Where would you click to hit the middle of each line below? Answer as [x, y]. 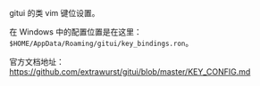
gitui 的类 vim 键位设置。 [55, 13]
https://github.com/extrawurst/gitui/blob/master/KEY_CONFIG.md [130, 72]
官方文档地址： [37, 62]
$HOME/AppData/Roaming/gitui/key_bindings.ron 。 [101, 43]
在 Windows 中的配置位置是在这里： [75, 32]
